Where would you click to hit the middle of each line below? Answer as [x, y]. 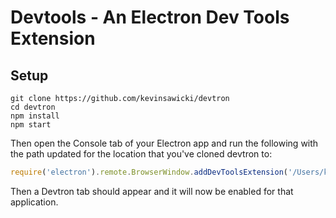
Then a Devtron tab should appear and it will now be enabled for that [152, 191]
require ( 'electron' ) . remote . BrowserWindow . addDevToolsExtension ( [149, 172]
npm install [35, 116]
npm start [31, 125]
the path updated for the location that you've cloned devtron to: [141, 154]
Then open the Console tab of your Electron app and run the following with [164, 143]
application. [34, 202]
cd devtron [33, 107]
